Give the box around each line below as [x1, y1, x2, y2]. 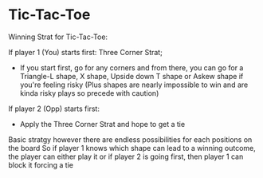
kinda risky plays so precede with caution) [19, 88, 159, 97]
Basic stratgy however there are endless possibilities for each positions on [8, 134, 253, 144]
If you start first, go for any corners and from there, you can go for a [19, 62, 244, 73]
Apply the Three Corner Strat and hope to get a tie [19, 119, 186, 129]
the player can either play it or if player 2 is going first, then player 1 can [8, 152, 244, 161]
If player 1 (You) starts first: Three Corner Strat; [8, 47, 163, 57]
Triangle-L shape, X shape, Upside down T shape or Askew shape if [19, 71, 244, 81]
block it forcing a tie [8, 160, 74, 169]
